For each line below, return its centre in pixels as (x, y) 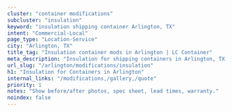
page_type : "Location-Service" (52, 40)
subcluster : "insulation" (44, 20)
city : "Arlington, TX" (40, 46)
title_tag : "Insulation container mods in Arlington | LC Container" (110, 53)
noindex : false (29, 98)
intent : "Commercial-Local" (48, 33)
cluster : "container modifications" (60, 14)
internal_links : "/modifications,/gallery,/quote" (82, 78)
